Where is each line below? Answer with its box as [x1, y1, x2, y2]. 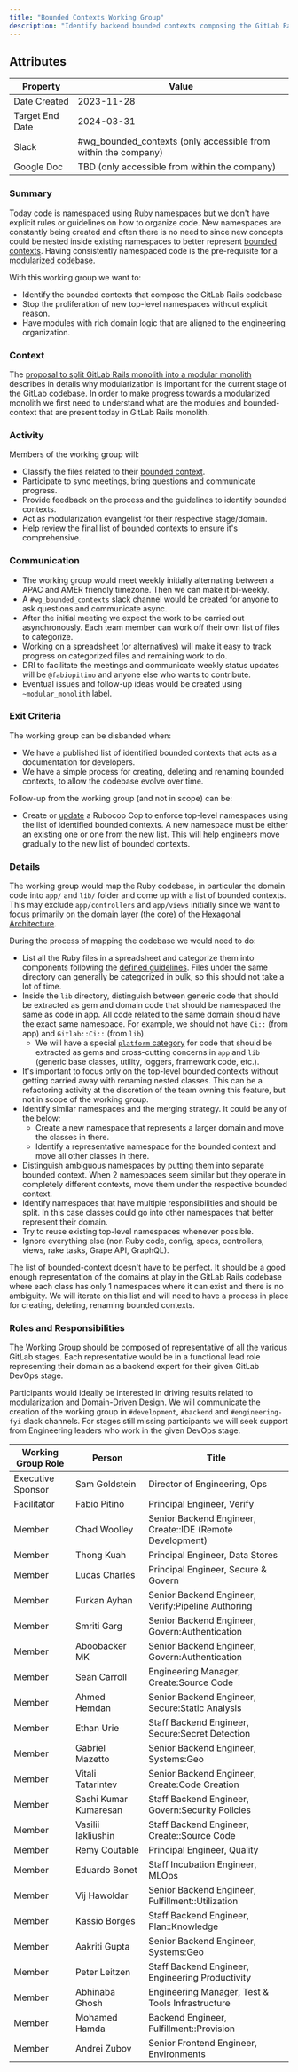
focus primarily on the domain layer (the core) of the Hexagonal [9, 909, 241, 919]
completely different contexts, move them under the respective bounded [21, 1179, 288, 1190]
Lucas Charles [74, 1569, 136, 1581]
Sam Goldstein [74, 1478, 137, 1491]
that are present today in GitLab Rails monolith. [38, 406, 210, 417]
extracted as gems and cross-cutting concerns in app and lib [35, 1047, 260, 1058]
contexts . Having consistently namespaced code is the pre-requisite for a [9, 245, 278, 256]
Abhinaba [74, 1986, 115, 1998]
